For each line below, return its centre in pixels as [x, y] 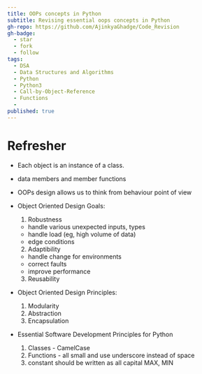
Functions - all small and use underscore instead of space [111, 355]
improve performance [59, 271]
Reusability [44, 279]
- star [23, 40]
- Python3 [28, 85]
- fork [23, 46]
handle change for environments [75, 257]
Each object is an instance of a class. [71, 165]
